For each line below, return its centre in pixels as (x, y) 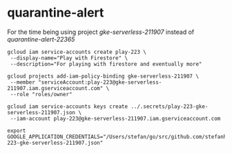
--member (23, 82)
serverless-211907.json (41, 112)
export (17, 130)
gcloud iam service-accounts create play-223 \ (77, 52)
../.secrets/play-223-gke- (170, 106)
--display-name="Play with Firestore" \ (69, 58)
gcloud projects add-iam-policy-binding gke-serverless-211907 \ (103, 76)
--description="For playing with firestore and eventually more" (106, 64)
